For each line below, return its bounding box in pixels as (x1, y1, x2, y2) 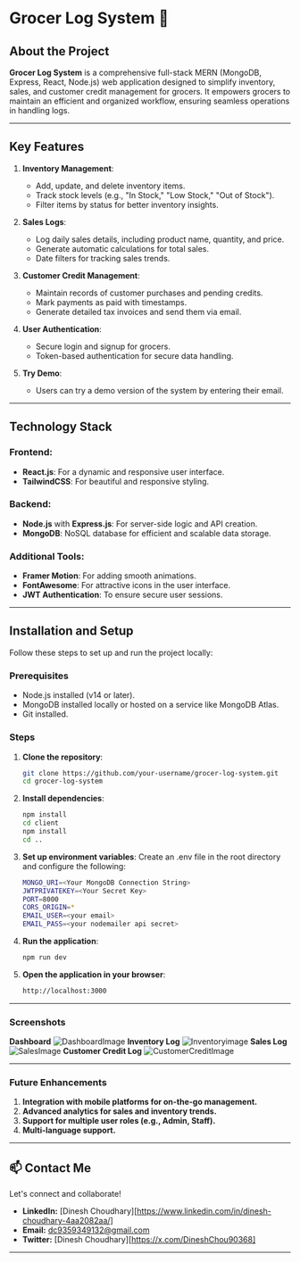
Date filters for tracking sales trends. (35, 253, 171, 263)
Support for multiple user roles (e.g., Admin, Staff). (21, 1116, 216, 1126)
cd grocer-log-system (21, 776, 103, 786)
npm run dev (21, 953, 67, 962)
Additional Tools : (9, 550, 85, 562)
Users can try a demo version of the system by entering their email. (35, 385, 284, 395)
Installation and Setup (9, 624, 134, 639)
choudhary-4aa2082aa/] (21, 1216, 113, 1226)
